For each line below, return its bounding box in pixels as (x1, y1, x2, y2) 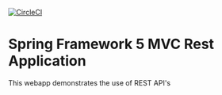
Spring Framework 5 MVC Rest (8, 36, 215, 53)
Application (8, 52, 86, 70)
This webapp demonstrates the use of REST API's (8, 78, 171, 87)
